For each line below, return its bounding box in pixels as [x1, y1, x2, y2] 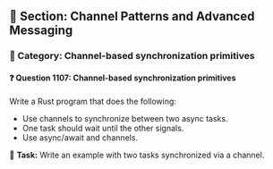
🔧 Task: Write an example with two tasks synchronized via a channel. [9, 149, 265, 160]
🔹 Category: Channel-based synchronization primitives [9, 50, 255, 63]
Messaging [9, 23, 73, 38]
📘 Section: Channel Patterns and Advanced [9, 9, 255, 24]
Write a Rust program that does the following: [9, 96, 177, 106]
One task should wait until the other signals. [21, 123, 184, 133]
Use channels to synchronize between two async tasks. [21, 113, 228, 123]
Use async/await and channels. [21, 131, 139, 143]
